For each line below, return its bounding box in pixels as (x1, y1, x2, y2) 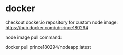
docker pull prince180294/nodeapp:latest (5, 44, 91, 50)
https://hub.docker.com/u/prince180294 (5, 24, 88, 30)
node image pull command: (5, 34, 62, 40)
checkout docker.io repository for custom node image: (5, 19, 118, 25)
